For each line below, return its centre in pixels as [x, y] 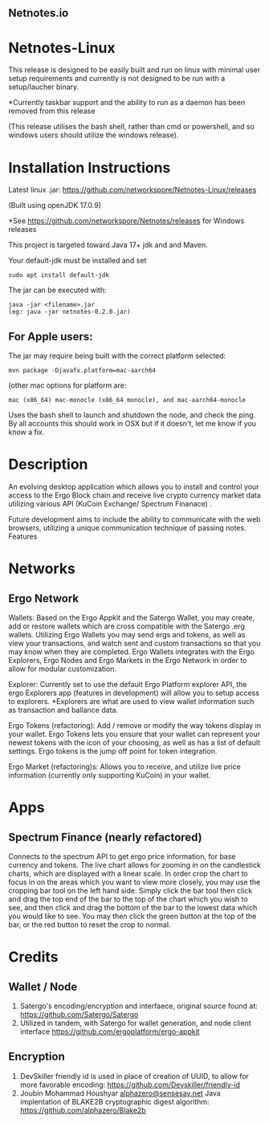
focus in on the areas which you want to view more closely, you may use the [134, 882]
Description [48, 464]
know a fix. [26, 432]
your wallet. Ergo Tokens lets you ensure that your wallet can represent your [134, 734]
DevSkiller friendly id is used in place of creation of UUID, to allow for [134, 1076]
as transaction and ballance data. [63, 710]
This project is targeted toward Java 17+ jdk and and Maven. [108, 245]
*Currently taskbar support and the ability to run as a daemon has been [127, 103]
